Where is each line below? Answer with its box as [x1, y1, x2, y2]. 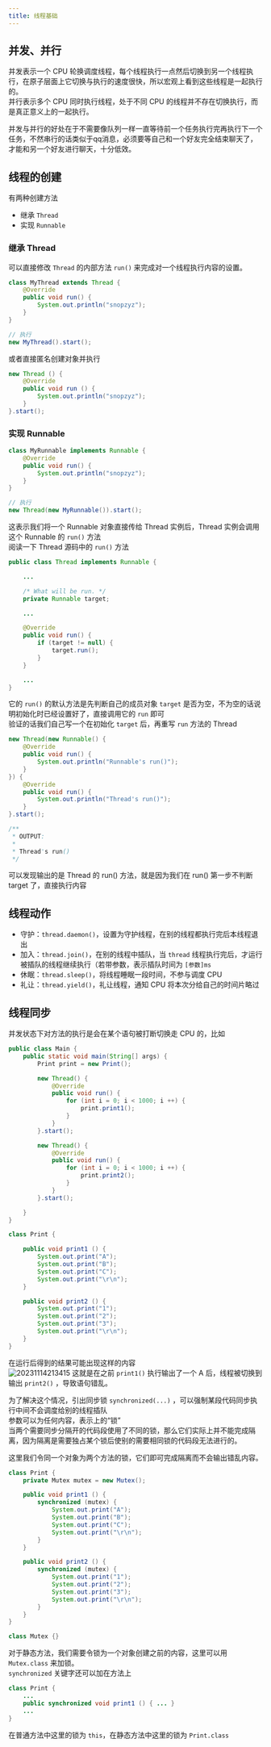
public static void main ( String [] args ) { [23, 1052, 168, 1060]
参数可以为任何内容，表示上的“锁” [8, 1415, 121, 1425]
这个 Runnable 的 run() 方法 [8, 532, 102, 541]
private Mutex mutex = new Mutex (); [23, 1476, 147, 1485]
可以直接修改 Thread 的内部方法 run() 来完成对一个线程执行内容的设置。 [8, 262, 248, 272]
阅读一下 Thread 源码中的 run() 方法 [8, 542, 129, 552]
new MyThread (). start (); [8, 338, 92, 346]
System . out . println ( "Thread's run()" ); [37, 796, 172, 804]
